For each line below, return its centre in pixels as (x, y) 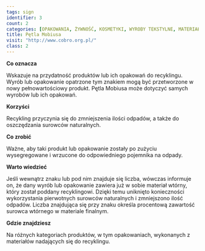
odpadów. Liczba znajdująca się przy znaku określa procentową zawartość (101, 205)
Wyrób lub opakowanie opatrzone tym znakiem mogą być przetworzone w (100, 82)
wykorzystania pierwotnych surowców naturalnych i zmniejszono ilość (95, 198)
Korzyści (18, 106)
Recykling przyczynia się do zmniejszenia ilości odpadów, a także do (93, 118)
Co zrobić (19, 136)
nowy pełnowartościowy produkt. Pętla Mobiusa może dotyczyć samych (97, 88)
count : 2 (17, 23)
